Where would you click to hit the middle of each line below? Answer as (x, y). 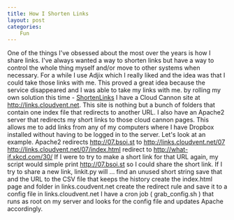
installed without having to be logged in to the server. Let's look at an (107, 135)
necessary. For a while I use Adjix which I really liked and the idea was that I (116, 75)
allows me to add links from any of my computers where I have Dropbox (111, 127)
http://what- (171, 149)
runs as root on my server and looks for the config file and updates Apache (115, 201)
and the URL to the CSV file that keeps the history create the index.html (110, 179)
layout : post (26, 20)
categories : (24, 27)
